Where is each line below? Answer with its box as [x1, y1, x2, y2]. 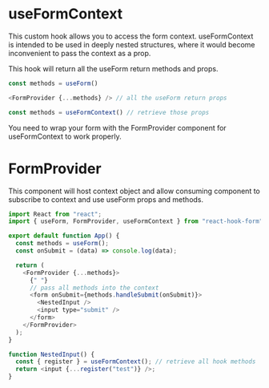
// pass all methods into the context [29, 284, 159, 292]
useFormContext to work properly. [8, 131, 122, 141]
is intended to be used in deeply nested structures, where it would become [8, 39, 255, 49]
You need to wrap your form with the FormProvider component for [8, 123, 227, 132]
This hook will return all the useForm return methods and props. [8, 63, 219, 73]
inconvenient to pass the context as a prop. [8, 48, 151, 58]
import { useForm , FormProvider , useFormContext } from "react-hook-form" [8, 217, 263, 225]
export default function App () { [8, 232, 120, 240]
